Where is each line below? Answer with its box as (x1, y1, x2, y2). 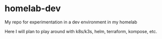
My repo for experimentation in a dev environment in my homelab (4, 19, 137, 25)
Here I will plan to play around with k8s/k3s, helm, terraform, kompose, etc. (4, 28, 158, 34)
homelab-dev (4, 3, 61, 14)
